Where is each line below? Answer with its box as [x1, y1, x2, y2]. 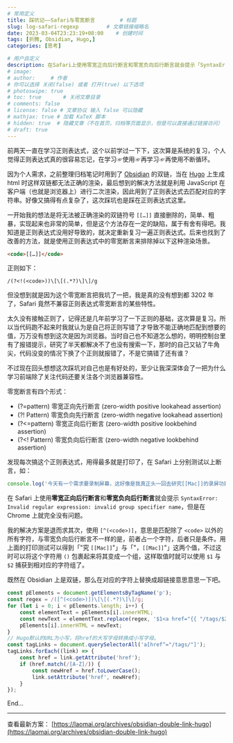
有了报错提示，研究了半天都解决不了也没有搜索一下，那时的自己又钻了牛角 [7, 340, 220, 349]
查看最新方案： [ [7, 720, 54, 728]
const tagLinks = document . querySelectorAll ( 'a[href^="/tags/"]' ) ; [7, 641, 207, 648]
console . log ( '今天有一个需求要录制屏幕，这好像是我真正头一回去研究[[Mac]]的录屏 [7, 481, 220, 488]
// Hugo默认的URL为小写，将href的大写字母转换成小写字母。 [7, 634, 159, 642]
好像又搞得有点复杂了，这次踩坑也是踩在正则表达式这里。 [25, 195, 189, 204]
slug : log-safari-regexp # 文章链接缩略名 [7, 23, 149, 30]
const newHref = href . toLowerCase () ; [32, 667, 141, 674]
